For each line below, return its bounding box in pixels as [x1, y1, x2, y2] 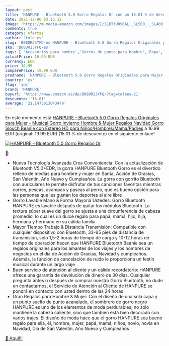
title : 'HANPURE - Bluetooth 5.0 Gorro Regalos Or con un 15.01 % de [5, 12, 154, 17]
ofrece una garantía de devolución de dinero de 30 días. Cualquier [12, 272, 150, 278]
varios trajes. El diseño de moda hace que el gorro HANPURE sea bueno [12, 315, 162, 321]
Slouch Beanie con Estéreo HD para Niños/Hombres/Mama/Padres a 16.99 [5, 125, 159, 131]
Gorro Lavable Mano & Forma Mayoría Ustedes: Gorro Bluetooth [12, 197, 145, 204]
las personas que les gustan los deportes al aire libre [12, 192, 122, 198]
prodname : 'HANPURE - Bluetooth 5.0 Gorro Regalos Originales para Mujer [5, 73, 163, 78]
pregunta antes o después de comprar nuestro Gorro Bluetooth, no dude [12, 278, 163, 284]
